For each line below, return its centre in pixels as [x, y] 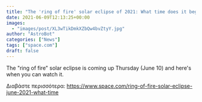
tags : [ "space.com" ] [32, 46]
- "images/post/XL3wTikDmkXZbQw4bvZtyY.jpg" [68, 28]
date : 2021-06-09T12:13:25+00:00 [48, 17]
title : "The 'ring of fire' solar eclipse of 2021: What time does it [96, 12]
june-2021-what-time [32, 92]
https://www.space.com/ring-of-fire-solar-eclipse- [130, 86]
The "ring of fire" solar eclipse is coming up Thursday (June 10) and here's [99, 68]
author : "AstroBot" [31, 34]
